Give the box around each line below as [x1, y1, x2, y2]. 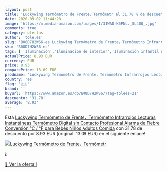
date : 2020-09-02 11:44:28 [5, 16, 61, 21]
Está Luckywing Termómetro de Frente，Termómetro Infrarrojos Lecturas [5, 114, 156, 120]
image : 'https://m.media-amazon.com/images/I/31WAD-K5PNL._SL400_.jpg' [5, 21, 157, 26]
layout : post [5, 7, 32, 12]
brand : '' [5, 86, 26, 91]
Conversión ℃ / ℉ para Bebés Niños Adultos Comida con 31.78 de [5, 125, 143, 131]
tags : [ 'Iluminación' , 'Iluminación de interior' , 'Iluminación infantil [5, 49, 159, 54]
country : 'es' [5, 77, 35, 82]
